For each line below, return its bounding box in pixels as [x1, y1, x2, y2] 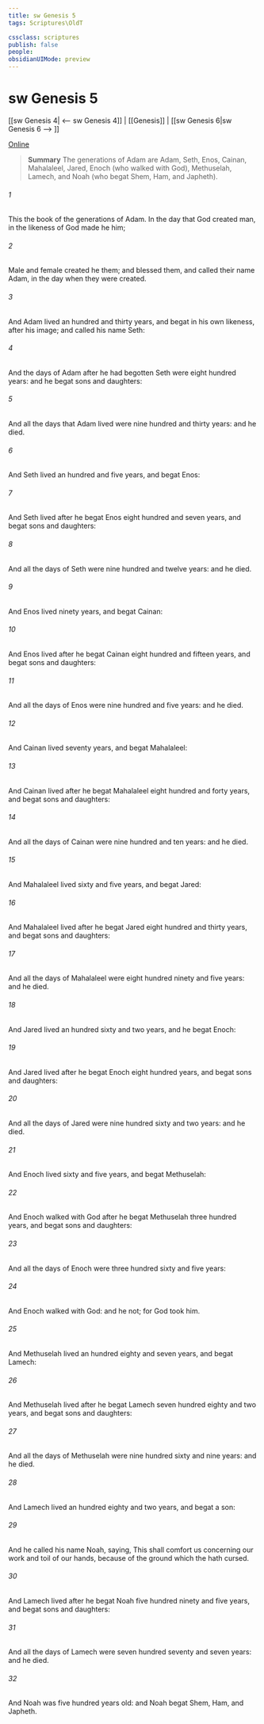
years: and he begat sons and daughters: [8, 376, 143, 385]
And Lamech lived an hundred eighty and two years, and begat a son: [8, 1502, 235, 1512]
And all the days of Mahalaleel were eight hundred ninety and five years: [8, 973, 245, 983]
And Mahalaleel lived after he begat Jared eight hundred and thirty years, [8, 923, 247, 932]
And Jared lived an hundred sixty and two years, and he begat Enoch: [8, 1024, 236, 1034]
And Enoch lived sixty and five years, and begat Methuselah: [8, 1170, 206, 1179]
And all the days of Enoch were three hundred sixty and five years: [8, 1263, 226, 1273]
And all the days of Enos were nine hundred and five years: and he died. [8, 701, 244, 710]
